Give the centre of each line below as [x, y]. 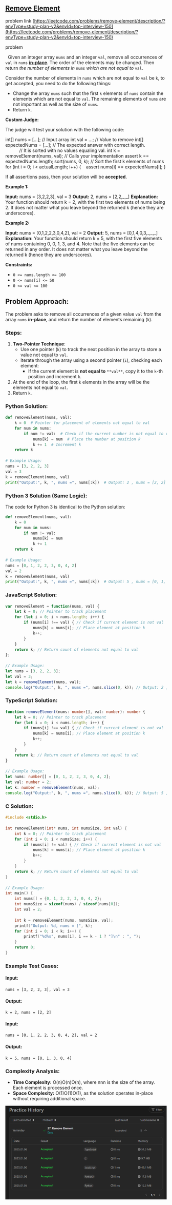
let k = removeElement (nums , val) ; [43, 682]
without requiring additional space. [49, 1098]
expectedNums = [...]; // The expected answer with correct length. [75, 145]
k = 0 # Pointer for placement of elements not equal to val [82, 423]
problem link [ [20, 21]
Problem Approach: [37, 302]
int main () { [19, 893]
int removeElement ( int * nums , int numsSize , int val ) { [66, 828]
